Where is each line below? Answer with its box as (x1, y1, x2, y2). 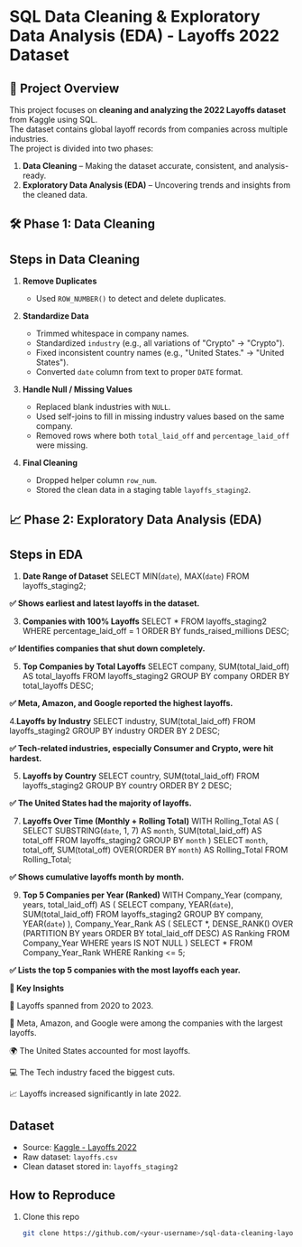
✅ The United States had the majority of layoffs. (9, 797, 192, 809)
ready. (22, 170, 47, 181)
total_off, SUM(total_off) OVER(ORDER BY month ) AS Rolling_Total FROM (22, 844, 288, 855)
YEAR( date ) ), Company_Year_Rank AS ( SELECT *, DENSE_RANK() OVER (22, 918, 294, 929)
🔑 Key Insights (9, 982, 65, 994)
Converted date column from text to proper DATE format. (35, 367, 243, 377)
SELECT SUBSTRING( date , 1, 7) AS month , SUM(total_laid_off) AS (22, 825, 262, 836)
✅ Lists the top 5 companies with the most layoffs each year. (9, 964, 241, 976)
